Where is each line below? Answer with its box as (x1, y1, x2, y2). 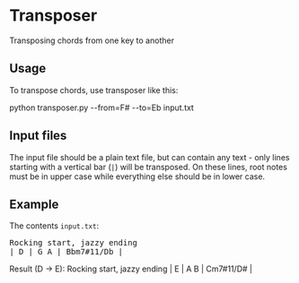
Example (9, 196, 59, 211)
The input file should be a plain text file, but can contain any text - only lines (9, 151, 290, 162)
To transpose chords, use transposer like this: (9, 84, 179, 95)
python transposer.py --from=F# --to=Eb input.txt (9, 102, 195, 113)
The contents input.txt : (9, 220, 100, 231)
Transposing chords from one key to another (9, 35, 175, 46)
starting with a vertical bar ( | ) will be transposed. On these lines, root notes (9, 161, 287, 172)
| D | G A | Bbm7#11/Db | (9, 247, 124, 257)
